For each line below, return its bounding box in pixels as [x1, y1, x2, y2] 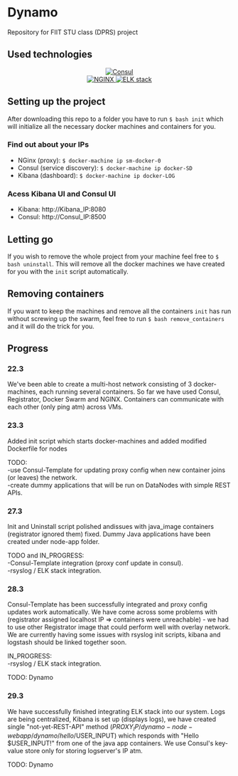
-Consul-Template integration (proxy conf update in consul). [7, 559, 183, 567]
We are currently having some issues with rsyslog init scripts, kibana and [7, 631, 221, 639]
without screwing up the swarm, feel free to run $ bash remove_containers [7, 314, 225, 323]
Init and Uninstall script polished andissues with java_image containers [7, 523, 215, 531]
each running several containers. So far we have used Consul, [38, 387, 221, 396]
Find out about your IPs [7, 140, 90, 150]
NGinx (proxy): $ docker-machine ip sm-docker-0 [17, 156, 161, 164]
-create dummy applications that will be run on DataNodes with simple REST [7, 481, 231, 489]
